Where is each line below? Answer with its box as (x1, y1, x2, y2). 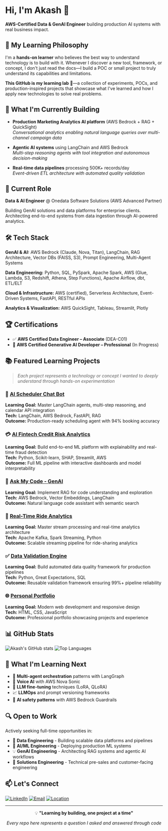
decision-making (12, 155, 47, 161)
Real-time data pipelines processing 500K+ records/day (12, 165, 129, 171)
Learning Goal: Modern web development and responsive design (5, 604, 140, 610)
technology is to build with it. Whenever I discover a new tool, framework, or (5, 60, 162, 66)
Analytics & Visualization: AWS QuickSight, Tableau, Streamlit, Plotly (5, 305, 148, 311)
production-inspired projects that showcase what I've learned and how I (5, 85, 153, 91)
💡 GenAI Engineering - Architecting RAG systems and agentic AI (12, 748, 146, 754)
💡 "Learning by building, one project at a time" (34, 810, 133, 816)
